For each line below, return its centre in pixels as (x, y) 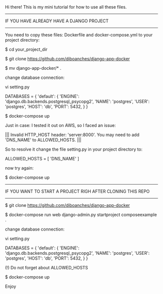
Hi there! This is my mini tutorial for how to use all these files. (66, 7)
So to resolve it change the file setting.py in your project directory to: (74, 149)
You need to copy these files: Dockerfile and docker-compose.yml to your (79, 35)
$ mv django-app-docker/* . (33, 68)
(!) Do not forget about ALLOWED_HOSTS (47, 268)
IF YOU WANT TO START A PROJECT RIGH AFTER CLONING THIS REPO (77, 191)
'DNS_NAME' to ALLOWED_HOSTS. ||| (43, 140)
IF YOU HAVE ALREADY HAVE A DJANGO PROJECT (57, 21)
